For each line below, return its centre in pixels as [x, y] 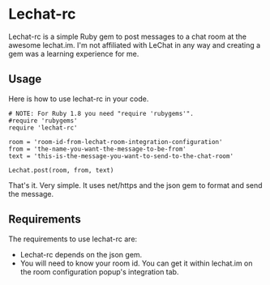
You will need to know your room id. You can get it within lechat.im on [136, 263]
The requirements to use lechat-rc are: [73, 239]
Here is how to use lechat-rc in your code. [79, 99]
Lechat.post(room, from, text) [61, 170]
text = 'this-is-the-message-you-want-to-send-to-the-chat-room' [121, 156]
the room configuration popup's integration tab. [99, 271]
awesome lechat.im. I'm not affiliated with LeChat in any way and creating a [135, 45]
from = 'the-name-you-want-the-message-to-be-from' [97, 149]
